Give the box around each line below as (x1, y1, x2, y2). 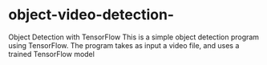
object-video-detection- (8, 6, 175, 24)
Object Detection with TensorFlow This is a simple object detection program (8, 32, 259, 42)
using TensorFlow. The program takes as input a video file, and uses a (8, 40, 240, 50)
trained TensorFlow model (8, 49, 95, 59)
